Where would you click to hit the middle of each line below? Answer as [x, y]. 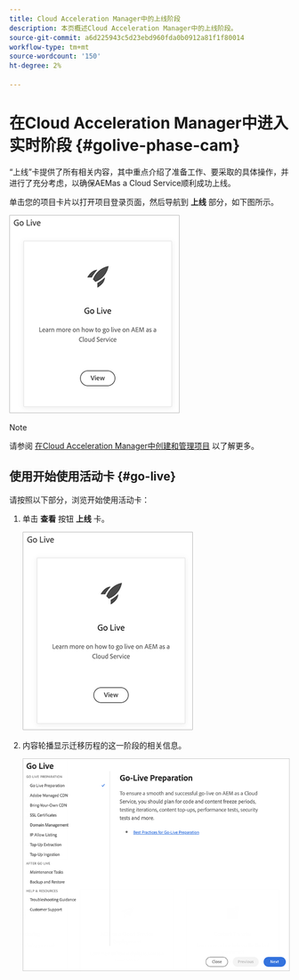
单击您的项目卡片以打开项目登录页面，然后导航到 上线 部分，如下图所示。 [144, 201]
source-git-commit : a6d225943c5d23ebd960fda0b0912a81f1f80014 [127, 37]
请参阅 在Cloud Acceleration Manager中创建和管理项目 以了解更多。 [134, 445]
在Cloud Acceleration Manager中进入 [149, 123]
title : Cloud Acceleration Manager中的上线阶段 [95, 19]
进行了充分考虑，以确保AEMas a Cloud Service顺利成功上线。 [122, 183]
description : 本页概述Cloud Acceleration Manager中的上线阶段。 [124, 28]
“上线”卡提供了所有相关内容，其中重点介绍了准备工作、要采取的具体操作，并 [149, 171]
